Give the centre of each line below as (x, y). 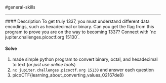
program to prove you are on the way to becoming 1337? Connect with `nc (81, 32)
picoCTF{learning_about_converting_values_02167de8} (68, 75)
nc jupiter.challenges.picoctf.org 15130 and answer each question (83, 70)
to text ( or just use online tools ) (44, 65)
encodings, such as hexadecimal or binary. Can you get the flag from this (80, 26)
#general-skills (20, 7)
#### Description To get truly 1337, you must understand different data (77, 21)
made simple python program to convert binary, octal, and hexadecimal (85, 59)
